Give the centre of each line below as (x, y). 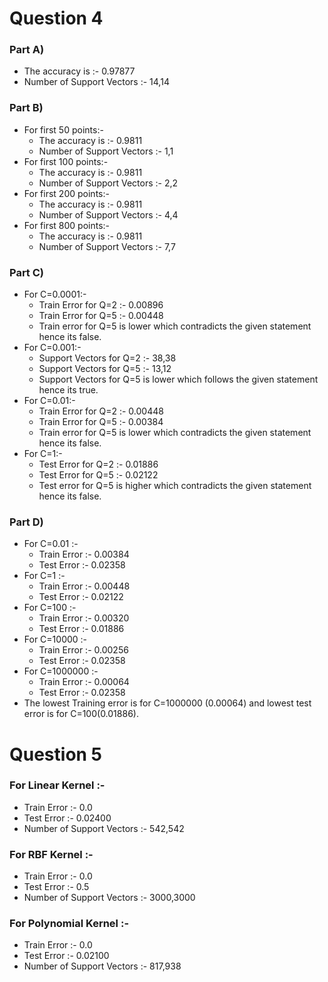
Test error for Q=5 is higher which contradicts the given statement (175, 486)
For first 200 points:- (66, 193)
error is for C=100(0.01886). (81, 714)
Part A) (27, 50)
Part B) (26, 108)
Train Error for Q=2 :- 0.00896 (101, 305)
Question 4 (56, 18)
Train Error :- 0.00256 (83, 650)
